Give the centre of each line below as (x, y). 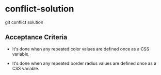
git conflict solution (24, 22)
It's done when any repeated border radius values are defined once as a (84, 63)
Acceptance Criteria (36, 37)
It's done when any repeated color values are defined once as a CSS (80, 49)
